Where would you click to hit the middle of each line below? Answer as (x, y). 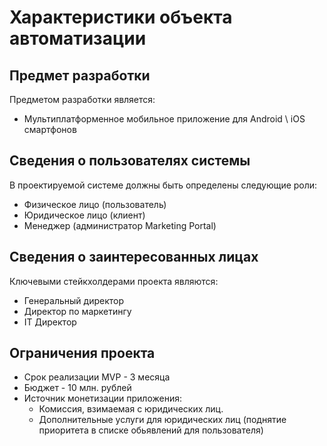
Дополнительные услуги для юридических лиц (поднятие (162, 420)
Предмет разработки (80, 75)
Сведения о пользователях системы (130, 161)
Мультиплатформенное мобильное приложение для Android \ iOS (164, 119)
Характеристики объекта (121, 17)
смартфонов (50, 129)
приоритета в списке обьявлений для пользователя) (151, 430)
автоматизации (78, 38)
